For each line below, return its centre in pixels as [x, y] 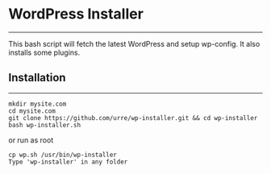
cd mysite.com [32, 111]
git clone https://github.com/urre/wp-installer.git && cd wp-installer [133, 118]
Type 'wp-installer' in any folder [68, 162]
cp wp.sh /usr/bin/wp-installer [63, 155]
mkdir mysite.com [38, 104]
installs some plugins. [44, 52]
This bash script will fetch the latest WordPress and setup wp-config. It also [134, 43]
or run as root [31, 140]
